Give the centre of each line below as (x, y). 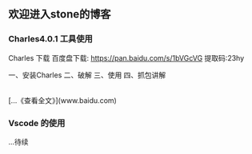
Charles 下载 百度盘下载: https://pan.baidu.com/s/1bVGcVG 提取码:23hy (126, 57)
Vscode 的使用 (37, 123)
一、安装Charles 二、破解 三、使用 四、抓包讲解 (87, 75)
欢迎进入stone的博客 (60, 14)
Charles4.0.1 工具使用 (51, 39)
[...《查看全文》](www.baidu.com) (63, 100)
